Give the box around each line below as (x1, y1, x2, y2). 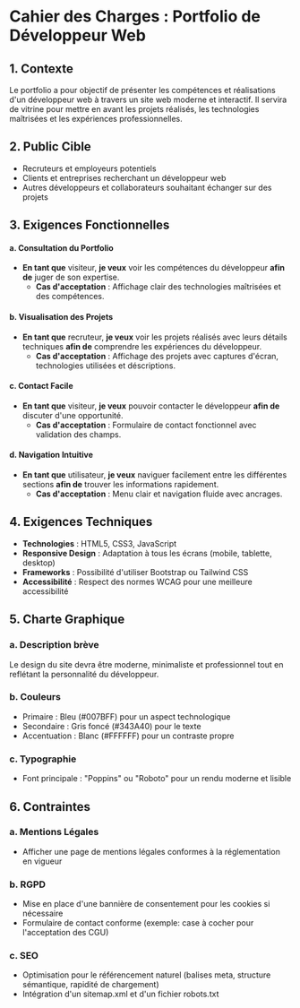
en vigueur (21, 856, 63, 866)
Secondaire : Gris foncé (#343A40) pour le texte (21, 720, 201, 731)
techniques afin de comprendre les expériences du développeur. (21, 340, 262, 351)
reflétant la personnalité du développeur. (9, 668, 159, 679)
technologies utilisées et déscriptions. (35, 360, 176, 371)
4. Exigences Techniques (9, 514, 153, 530)
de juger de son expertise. (21, 271, 120, 283)
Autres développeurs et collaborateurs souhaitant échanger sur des (21, 182, 272, 193)
